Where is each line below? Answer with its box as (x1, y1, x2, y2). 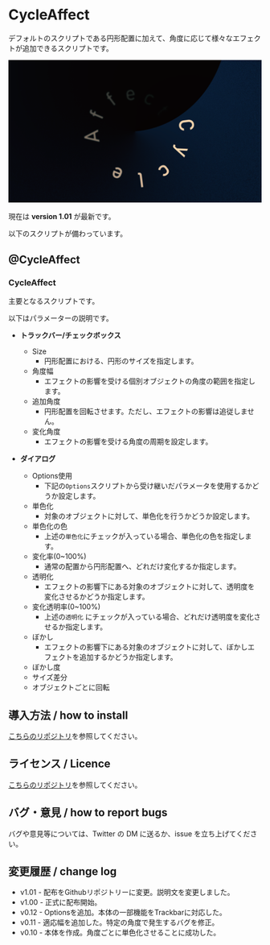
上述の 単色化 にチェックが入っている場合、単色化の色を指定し (43, 532, 245, 541)
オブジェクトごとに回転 (31, 682, 110, 692)
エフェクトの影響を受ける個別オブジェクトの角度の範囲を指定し (43, 376, 256, 386)
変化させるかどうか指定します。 (43, 592, 149, 602)
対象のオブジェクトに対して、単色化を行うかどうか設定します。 (43, 512, 255, 521)
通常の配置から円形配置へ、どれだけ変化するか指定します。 (43, 562, 241, 571)
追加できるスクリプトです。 (22, 43, 114, 53)
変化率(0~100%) (31, 552, 87, 562)
